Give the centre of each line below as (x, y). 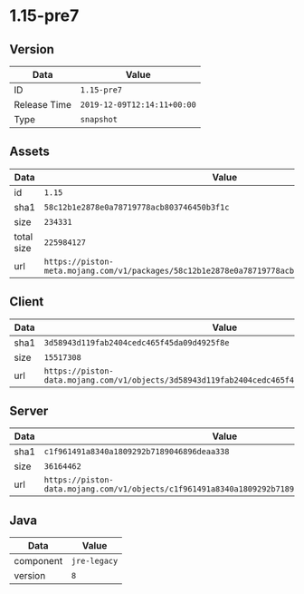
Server (29, 411)
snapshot (99, 119)
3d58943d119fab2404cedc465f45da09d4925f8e (137, 342)
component (38, 561)
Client (27, 302)
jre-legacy (95, 561)
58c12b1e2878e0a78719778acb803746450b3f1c (137, 207)
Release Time (43, 105)
